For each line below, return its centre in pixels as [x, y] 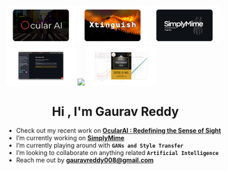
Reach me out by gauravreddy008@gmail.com [84, 160]
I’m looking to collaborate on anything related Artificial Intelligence [117, 153]
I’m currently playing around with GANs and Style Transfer [100, 145]
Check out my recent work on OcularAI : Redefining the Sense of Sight [118, 131]
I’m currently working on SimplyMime [70, 138]
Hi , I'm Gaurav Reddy [115, 112]
